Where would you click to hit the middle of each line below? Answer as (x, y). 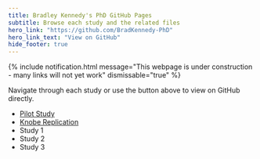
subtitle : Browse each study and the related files (94, 23)
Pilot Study (37, 114)
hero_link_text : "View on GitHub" (65, 37)
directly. (21, 99)
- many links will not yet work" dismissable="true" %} (95, 75)
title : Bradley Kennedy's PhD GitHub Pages (80, 15)
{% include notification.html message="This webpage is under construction (130, 67)
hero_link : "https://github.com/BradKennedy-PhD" (91, 30)
